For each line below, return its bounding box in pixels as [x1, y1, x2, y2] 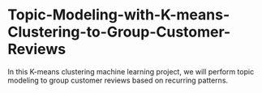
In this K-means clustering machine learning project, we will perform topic [7, 66, 255, 76]
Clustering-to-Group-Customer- [7, 23, 231, 41]
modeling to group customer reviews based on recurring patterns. [7, 75, 229, 85]
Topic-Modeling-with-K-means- [7, 6, 230, 24]
